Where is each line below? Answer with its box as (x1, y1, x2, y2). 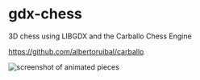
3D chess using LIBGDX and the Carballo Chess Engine (8, 31, 192, 41)
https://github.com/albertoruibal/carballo (8, 46, 144, 56)
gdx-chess (8, 5, 83, 23)
